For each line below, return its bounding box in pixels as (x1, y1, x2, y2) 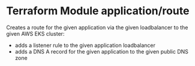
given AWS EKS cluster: (6, 30, 65, 37)
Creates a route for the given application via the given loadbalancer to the (6, 24, 188, 31)
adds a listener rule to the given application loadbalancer (14, 42, 156, 49)
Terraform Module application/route (6, 4, 190, 18)
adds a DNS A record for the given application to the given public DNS (14, 48, 189, 55)
